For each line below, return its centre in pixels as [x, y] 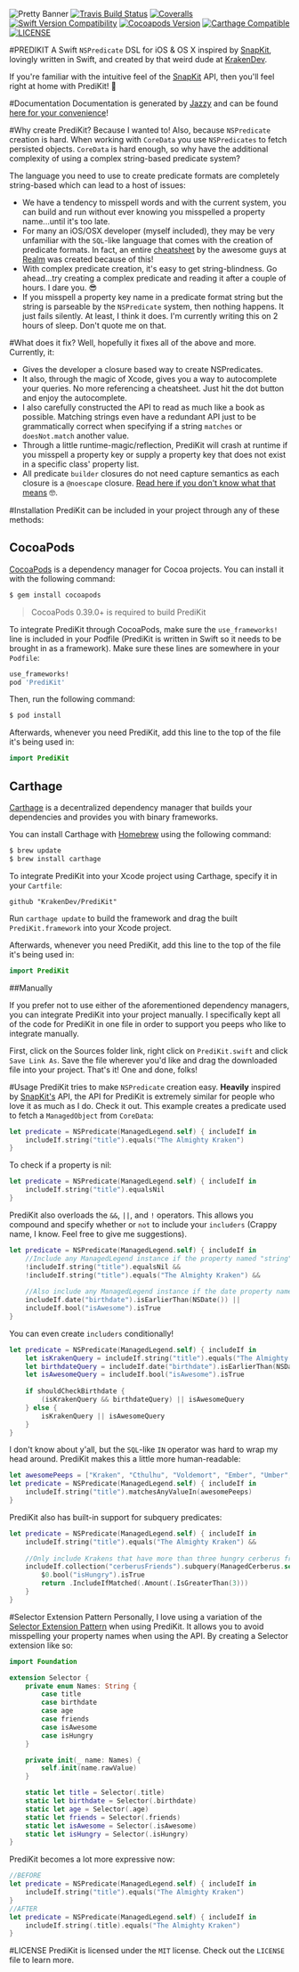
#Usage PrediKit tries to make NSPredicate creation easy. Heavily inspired [145, 1087]
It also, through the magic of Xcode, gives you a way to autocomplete [149, 379]
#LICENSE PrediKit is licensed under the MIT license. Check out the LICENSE [147, 1951]
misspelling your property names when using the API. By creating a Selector [149, 1635]
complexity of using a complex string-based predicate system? [125, 159]
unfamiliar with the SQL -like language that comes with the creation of [147, 240]
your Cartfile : [36, 885]
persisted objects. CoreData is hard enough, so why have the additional [139, 149]
